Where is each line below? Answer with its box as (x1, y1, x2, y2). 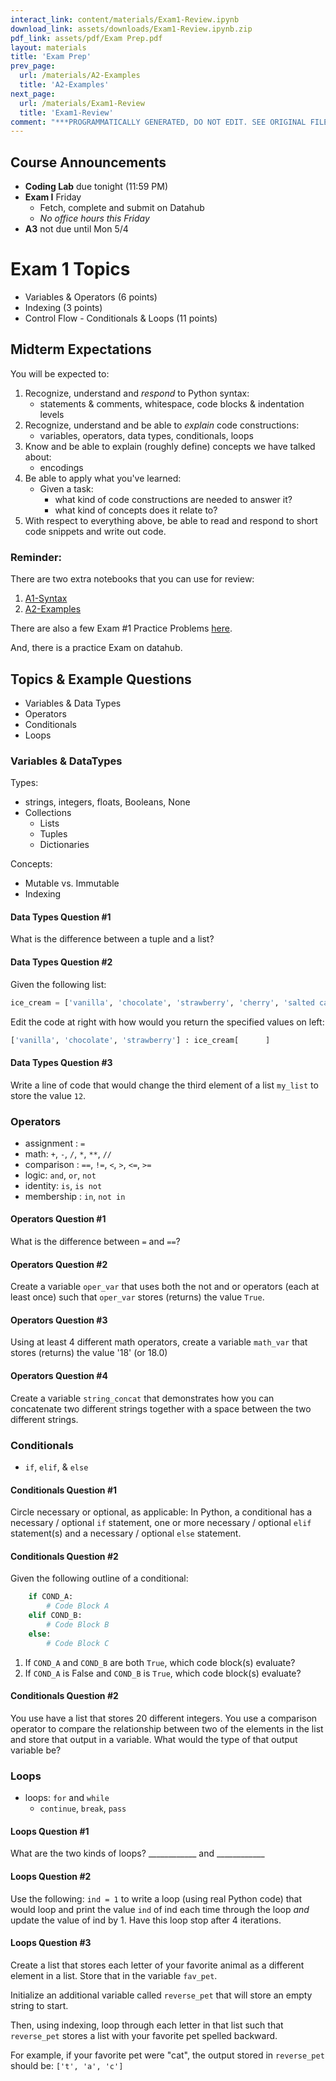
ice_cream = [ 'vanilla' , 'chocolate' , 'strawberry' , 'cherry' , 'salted (10, 997, 315, 1008)
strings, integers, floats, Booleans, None (24, 796, 191, 808)
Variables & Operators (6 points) (24, 291, 158, 303)
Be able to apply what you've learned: (24, 472, 182, 484)
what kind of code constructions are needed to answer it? (54, 493, 293, 505)
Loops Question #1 (10, 1825, 90, 1837)
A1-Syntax (24, 592, 68, 605)
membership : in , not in (24, 1190, 126, 1202)
